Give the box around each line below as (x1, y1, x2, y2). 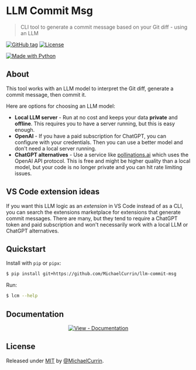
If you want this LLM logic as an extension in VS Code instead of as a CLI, (6, 202, 184, 209)
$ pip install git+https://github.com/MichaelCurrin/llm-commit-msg (6, 271, 177, 277)
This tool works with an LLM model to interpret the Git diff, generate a (6, 85, 174, 92)
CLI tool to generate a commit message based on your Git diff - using (20, 23, 188, 30)
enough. (14, 126, 35, 133)
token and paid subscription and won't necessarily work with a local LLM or (6, 221, 188, 228)
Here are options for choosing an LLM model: (6, 102, 115, 109)
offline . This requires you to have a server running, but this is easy (14, 120, 176, 127)
